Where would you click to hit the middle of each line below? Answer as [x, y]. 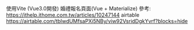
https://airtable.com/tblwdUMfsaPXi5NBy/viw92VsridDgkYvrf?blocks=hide [97, 21]
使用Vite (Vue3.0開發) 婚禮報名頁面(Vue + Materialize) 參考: [79, 8]
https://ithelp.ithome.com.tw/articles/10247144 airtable [73, 15]
